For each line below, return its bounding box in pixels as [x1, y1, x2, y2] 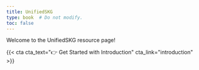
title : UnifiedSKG [6, 8, 53, 15]
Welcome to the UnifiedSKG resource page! [6, 37, 116, 44]
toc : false [6, 20, 34, 26]
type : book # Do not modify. [6, 14, 83, 21]
